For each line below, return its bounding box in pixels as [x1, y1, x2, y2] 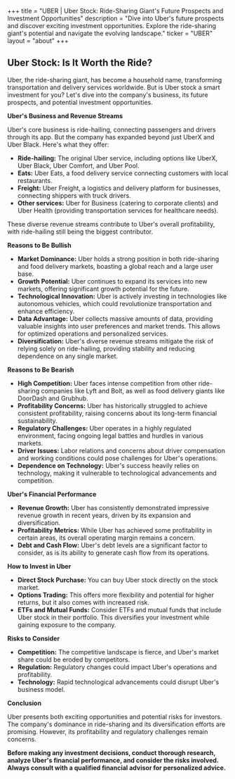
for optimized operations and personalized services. [17, 329, 168, 338]
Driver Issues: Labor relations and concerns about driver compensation [17, 446, 226, 455]
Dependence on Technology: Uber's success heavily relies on [17, 461, 200, 469]
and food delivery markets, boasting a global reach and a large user [17, 262, 214, 270]
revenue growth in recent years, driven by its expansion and [17, 511, 192, 519]
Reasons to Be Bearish [7, 365, 74, 374]
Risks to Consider [7, 634, 60, 642]
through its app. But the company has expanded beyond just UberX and [7, 132, 215, 141]
